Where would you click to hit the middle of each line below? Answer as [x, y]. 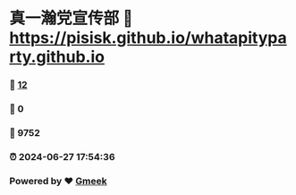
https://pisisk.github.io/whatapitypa [148, 38]
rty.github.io [57, 57]
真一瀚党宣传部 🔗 [72, 18]
